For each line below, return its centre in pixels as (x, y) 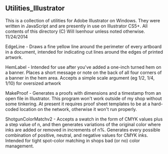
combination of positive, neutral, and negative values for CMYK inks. (77, 135)
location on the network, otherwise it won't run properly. (78, 109)
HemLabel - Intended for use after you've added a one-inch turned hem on (83, 67)
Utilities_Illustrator (35, 8)
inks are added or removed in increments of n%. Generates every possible (83, 130)
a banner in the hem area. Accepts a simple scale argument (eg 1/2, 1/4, (80, 78)
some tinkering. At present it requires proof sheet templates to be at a (78, 104)
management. (20, 146)
